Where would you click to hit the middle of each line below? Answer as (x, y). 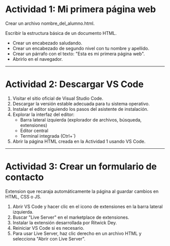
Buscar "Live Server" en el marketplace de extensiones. (71, 217)
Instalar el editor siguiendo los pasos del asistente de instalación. (80, 109)
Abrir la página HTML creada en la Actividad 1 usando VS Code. (79, 141)
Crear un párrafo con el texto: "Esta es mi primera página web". (79, 54)
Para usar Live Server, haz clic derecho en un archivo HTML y (77, 233)
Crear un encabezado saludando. (47, 43)
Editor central (34, 131)
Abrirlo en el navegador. (38, 59)
